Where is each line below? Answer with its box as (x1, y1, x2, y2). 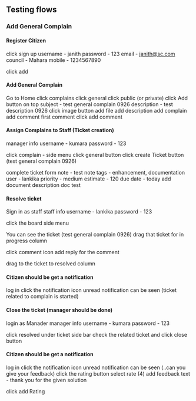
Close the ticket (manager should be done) (6, 306, 113, 313)
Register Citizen (6, 37, 46, 44)
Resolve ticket (6, 195, 42, 202)
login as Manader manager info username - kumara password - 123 (6, 320, 170, 327)
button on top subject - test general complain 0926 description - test (6, 100, 174, 108)
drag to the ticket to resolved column (6, 260, 96, 267)
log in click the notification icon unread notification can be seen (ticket (6, 287, 177, 294)
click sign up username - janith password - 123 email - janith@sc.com (6, 50, 175, 57)
